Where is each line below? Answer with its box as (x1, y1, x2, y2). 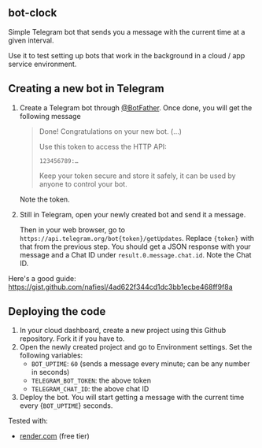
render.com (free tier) (19, 431, 90, 441)
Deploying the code (8, 305, 106, 318)
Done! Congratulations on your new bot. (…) (39, 126, 183, 136)
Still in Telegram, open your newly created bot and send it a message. (19, 209, 246, 219)
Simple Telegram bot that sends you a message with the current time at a (8, 27, 245, 36)
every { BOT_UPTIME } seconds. (19, 401, 113, 410)
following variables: (19, 350, 83, 361)
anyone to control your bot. (39, 179, 127, 188)
